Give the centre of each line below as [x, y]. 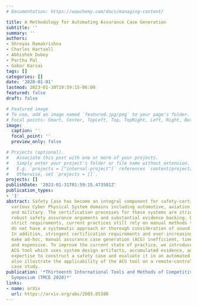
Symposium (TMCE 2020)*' [42, 278]
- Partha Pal [22, 60]
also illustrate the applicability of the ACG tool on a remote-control [102, 261]
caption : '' [26, 131]
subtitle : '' [22, 28]
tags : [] [17, 71]
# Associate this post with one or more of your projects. [82, 158]
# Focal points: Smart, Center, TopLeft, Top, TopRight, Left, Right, [94, 120]
